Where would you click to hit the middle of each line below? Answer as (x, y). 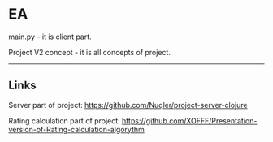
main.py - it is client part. (50, 37)
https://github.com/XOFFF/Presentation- (189, 120)
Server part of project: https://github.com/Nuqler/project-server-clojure (128, 105)
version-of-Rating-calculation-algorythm (76, 129)
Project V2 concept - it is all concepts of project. (89, 52)
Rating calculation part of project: (64, 120)
